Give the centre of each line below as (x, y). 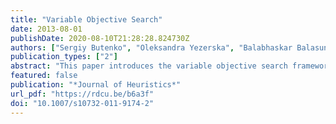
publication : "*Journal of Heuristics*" (96, 85)
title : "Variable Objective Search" (86, 19)
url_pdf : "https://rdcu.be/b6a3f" (82, 94)
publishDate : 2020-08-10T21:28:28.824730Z (100, 38)
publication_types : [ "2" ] (64, 57)
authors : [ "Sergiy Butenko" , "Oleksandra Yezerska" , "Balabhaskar (151, 47)
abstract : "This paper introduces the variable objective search (149, 66)
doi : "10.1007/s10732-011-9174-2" (82, 103)
